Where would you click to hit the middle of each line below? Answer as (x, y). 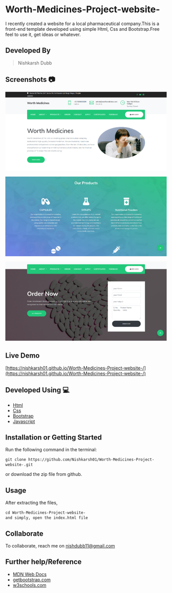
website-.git (19, 465)
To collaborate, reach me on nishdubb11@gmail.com (60, 546)
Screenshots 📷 (30, 80)
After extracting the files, (31, 503)
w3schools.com (29, 585)
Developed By (28, 50)
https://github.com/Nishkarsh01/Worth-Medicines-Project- (91, 460)
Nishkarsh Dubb (35, 63)
